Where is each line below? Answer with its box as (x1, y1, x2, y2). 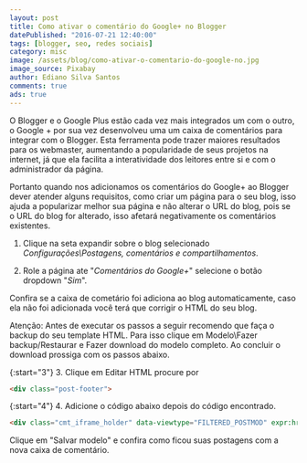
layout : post (9, 13, 59, 23)
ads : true (9, 89, 48, 99)
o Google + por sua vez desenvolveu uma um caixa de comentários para (9, 124, 283, 135)
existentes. (9, 220, 51, 231)
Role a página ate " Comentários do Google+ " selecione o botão (22, 265, 263, 276)
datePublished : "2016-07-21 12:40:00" (9, 30, 157, 39)
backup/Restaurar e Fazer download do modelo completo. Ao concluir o (9, 339, 281, 350)
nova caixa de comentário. (9, 445, 110, 456)
